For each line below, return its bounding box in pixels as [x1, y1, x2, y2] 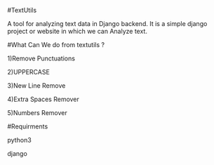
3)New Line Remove [7, 81, 66, 90]
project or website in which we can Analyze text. [7, 27, 147, 35]
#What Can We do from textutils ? [7, 41, 105, 48]
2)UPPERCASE [7, 68, 51, 76]
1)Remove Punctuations [7, 54, 76, 62]
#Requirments [7, 122, 48, 131]
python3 [7, 136, 32, 144]
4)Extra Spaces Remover [7, 95, 79, 103]
